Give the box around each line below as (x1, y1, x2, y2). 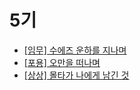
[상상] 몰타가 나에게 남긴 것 (23, 69, 130, 81)
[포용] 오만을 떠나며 (23, 56, 101, 68)
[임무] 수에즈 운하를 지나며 (23, 44, 127, 56)
